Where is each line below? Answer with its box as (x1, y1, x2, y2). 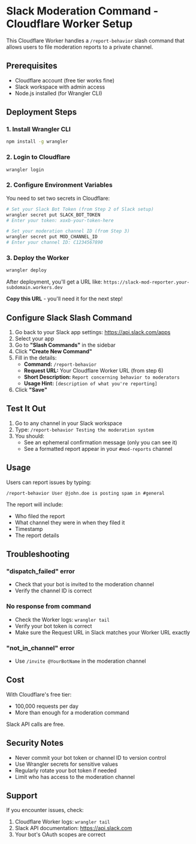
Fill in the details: (14, 354, 57, 362)
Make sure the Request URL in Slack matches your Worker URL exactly (14, 628, 191, 636)
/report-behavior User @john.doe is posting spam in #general (6, 490, 165, 496)
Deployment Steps (6, 107, 77, 117)
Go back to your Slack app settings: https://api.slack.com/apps (14, 329, 171, 336)
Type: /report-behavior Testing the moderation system (14, 426, 154, 433)
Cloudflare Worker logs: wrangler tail (14, 818, 110, 825)
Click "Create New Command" (14, 348, 93, 355)
